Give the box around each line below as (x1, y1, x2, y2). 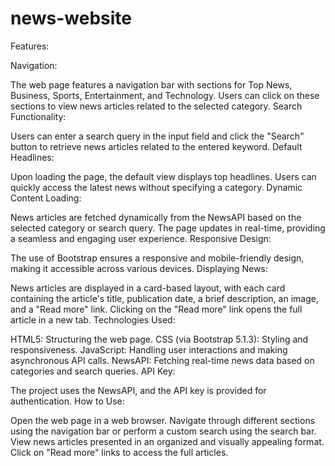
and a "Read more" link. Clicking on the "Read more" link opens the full (10, 303, 303, 315)
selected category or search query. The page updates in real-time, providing (10, 222, 326, 234)
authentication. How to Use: (10, 395, 125, 407)
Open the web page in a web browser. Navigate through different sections (10, 414, 316, 426)
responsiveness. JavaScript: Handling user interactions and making (10, 343, 288, 356)
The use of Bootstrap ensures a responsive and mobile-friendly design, (10, 252, 305, 264)
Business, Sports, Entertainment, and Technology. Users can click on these (10, 89, 320, 101)
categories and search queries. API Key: (10, 365, 176, 377)
